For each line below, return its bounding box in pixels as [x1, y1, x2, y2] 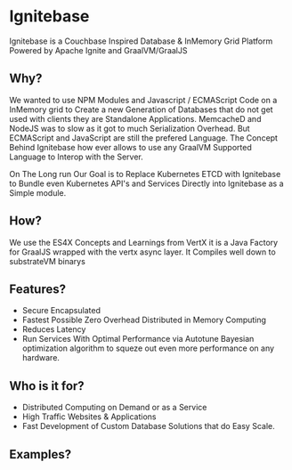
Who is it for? [9, 378, 85, 393]
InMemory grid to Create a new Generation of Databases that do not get [9, 104, 273, 115]
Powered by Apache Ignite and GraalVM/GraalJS [9, 45, 188, 55]
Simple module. [9, 187, 67, 198]
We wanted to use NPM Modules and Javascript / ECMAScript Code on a [9, 94, 278, 105]
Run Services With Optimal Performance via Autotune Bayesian [21, 334, 255, 344]
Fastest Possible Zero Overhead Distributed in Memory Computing [21, 314, 267, 326]
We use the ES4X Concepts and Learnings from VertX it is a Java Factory [9, 237, 279, 247]
